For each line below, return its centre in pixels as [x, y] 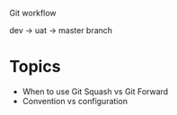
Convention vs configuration [75, 101]
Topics [35, 67]
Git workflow [33, 13]
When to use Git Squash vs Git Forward [95, 91]
